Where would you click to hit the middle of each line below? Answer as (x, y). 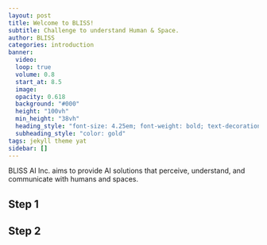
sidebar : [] (28, 148)
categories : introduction (51, 45)
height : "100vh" (42, 112)
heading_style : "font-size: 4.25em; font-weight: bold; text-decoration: (140, 126)
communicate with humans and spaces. (74, 179)
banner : (21, 52)
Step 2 (25, 231)
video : (26, 60)
